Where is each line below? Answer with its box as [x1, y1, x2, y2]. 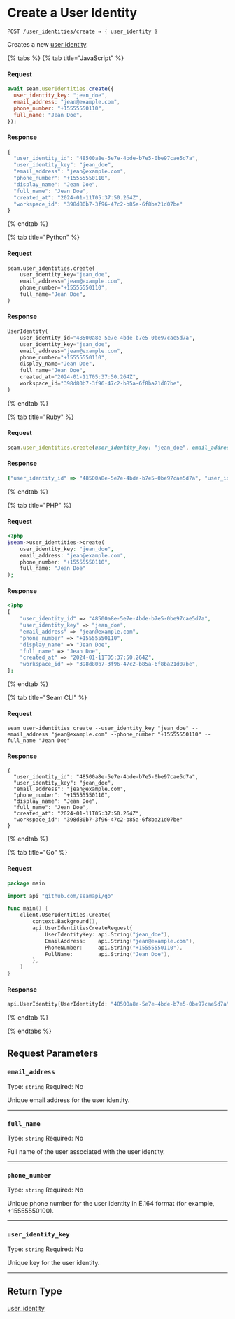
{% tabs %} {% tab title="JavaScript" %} [7, 54, 124, 62]
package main [7, 880, 45, 887]
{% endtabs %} [7, 1027, 52, 1036]
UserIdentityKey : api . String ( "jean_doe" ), [44, 931, 171, 938]
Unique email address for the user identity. [7, 1096, 130, 1104]
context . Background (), [32, 918, 99, 925]
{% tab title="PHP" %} [7, 501, 72, 509]
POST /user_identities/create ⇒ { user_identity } [7, 28, 158, 35]
